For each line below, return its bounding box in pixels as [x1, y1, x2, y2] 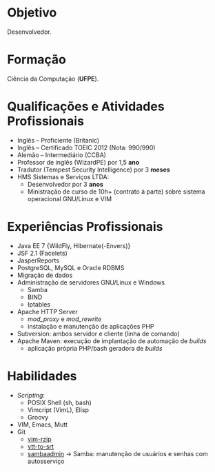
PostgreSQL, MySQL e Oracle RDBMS [17, 263, 125, 271]
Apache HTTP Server [17, 307, 78, 316]
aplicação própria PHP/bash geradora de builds [27, 344, 163, 352]
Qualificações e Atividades [7, 99, 165, 114]
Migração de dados [17, 271, 73, 279]
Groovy [27, 413, 49, 421]
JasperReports [17, 256, 60, 265]
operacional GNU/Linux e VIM [27, 194, 112, 203]
